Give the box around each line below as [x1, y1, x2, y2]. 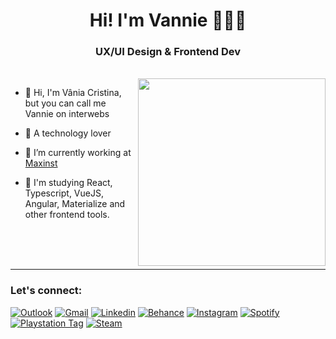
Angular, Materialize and [24, 198, 126, 210]
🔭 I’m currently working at [24, 147, 132, 159]
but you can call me [24, 97, 107, 109]
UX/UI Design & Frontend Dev [94, 45, 242, 59]
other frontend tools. [24, 209, 110, 221]
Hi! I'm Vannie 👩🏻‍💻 [89, 9, 247, 32]
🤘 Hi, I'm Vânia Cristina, [24, 87, 122, 99]
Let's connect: [10, 284, 83, 298]
